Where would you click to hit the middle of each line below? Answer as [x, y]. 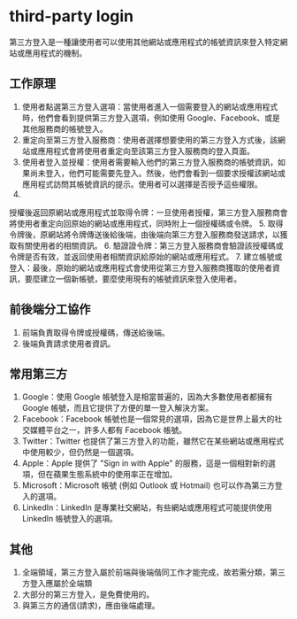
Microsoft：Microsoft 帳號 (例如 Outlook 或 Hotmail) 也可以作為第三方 [148, 485]
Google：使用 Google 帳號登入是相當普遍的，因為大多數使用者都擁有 [147, 397]
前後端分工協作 [50, 309]
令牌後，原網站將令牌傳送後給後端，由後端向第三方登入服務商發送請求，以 [145, 234]
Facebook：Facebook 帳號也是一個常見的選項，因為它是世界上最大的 [148, 419]
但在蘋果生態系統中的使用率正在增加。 [107, 475]
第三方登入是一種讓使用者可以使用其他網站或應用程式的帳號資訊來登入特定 [145, 42]
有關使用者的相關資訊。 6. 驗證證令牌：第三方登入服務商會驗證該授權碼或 [150, 245]
